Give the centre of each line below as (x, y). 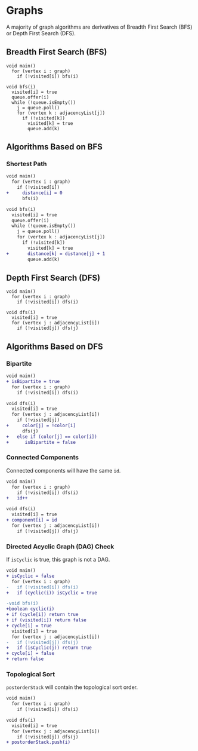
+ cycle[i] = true (29, 626)
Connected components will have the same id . (64, 470)
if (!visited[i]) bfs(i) (48, 76)
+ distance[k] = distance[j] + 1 (56, 254)
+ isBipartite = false (41, 442)
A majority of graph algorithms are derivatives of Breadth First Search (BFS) (99, 27)
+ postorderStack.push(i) (38, 742)
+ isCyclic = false (30, 576)
